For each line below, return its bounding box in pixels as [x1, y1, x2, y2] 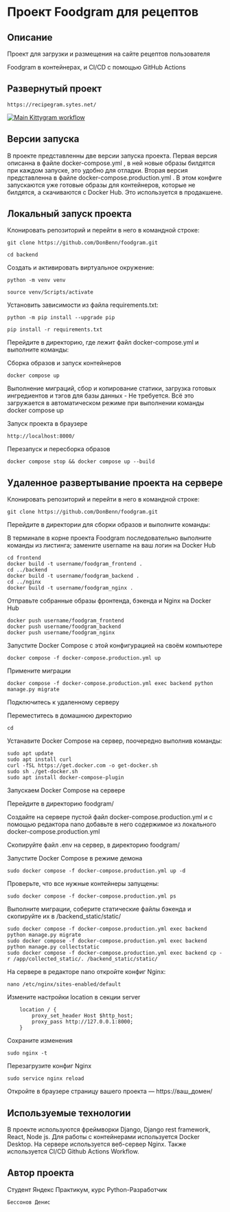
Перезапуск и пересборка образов [7, 445, 111, 453]
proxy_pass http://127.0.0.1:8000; [32, 1019, 134, 1026]
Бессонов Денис [7, 1198, 51, 1206]
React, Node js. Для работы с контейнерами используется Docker [7, 1133, 200, 1141]
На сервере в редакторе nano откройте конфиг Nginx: [7, 968, 166, 976]
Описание [7, 32, 53, 43]
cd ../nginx [7, 578, 41, 585]
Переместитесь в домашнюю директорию [7, 711, 133, 719]
